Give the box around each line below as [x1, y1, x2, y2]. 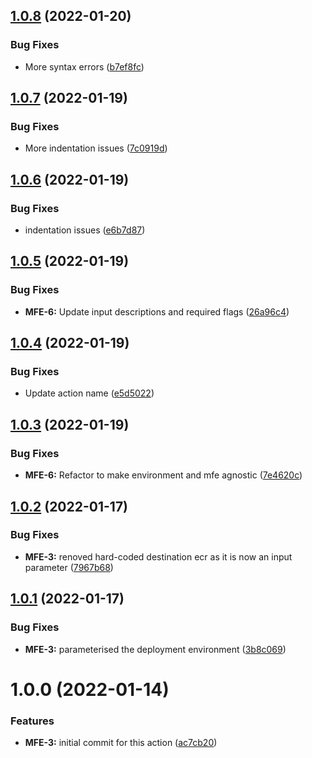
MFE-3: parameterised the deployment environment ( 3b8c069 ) [24, 643, 287, 655]
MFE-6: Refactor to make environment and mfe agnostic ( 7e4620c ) [24, 469, 303, 481]
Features [10, 714, 55, 728]
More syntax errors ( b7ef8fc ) [24, 60, 145, 73]
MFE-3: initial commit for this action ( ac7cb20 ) [24, 736, 218, 748]
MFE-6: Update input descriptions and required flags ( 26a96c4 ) [24, 305, 290, 318]
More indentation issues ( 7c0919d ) [24, 142, 168, 154]
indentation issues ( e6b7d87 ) [24, 224, 146, 236]
